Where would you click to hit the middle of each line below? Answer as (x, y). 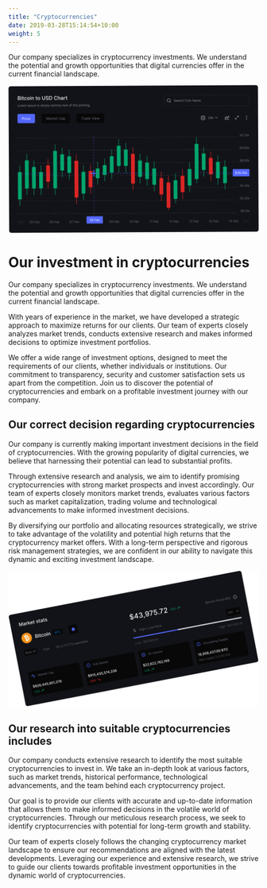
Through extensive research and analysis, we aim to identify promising (124, 476)
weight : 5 (25, 33)
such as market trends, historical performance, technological (108, 777)
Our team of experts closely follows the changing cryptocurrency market (127, 842)
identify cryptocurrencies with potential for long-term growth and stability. (130, 826)
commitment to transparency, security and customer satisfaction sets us (127, 374)
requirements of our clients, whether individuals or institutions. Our (118, 366)
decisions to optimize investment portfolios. (79, 343)
